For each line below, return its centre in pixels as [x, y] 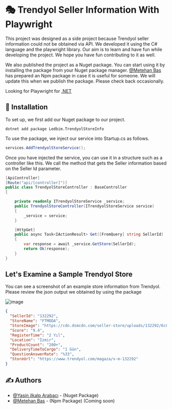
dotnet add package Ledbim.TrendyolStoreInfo [55, 129]
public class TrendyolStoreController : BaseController [66, 188]
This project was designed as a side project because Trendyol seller [77, 38]
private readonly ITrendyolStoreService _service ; [70, 201]
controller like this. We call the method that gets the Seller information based [86, 163]
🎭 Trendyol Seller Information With [82, 10]
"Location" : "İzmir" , [33, 340]
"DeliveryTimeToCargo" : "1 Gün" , [46, 350]
